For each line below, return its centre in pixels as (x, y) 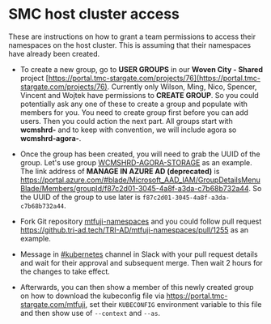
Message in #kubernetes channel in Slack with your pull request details (139, 254)
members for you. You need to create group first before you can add (134, 112)
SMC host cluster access (94, 14)
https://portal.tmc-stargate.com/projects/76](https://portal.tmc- (155, 78)
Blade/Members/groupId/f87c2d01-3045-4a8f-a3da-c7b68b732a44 (134, 188)
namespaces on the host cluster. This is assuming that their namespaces (130, 45)
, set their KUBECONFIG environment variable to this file (174, 304)
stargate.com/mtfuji (53, 304)
